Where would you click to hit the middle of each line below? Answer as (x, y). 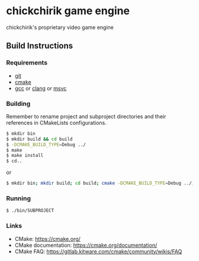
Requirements (27, 63)
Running (19, 198)
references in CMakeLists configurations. (56, 123)
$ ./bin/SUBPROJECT (30, 211)
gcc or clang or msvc (41, 88)
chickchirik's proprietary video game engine (60, 27)
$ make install (25, 156)
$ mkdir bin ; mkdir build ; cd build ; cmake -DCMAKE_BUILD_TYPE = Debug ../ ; (100, 183)
